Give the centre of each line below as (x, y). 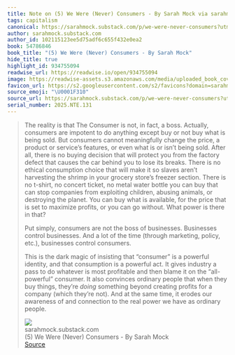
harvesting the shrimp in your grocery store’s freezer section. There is (125, 177)
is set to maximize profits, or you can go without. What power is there (124, 207)
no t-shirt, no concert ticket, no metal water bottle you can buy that (121, 185)
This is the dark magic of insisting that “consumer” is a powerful (117, 256)
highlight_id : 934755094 (43, 66)
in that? (35, 214)
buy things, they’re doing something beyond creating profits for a (118, 286)
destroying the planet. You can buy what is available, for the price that (125, 199)
